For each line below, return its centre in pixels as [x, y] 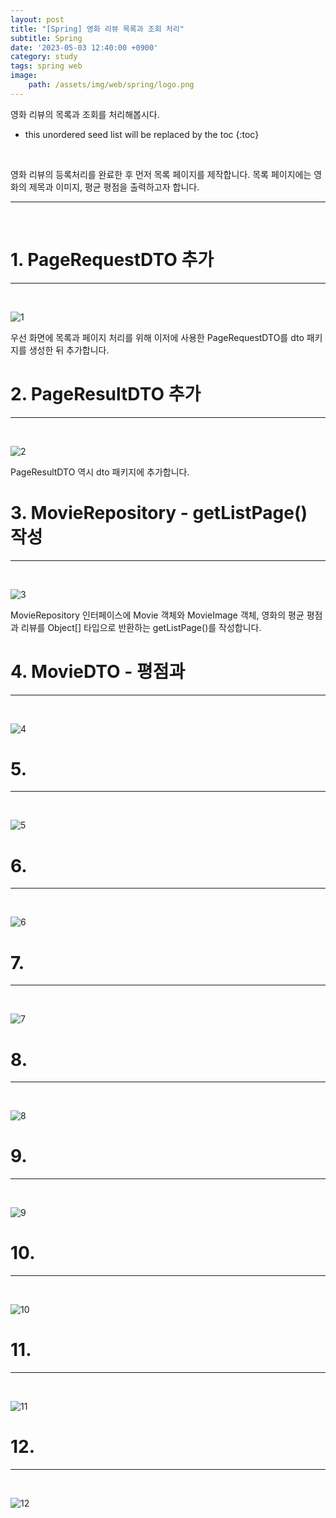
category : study [44, 57]
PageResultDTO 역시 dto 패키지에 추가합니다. [100, 472]
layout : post [37, 19]
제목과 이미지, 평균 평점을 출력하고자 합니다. [114, 187]
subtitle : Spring [46, 38]
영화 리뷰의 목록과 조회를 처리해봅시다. [85, 114]
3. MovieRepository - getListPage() [159, 512]
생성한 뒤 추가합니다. [69, 350]
